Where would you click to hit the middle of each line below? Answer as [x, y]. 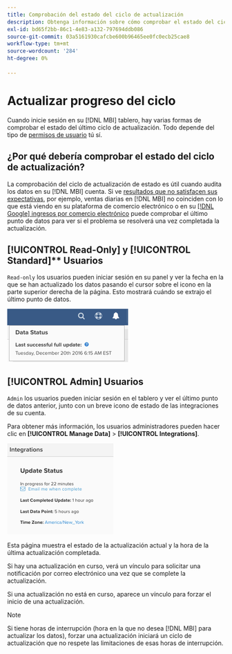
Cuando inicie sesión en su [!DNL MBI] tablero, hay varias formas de [104, 120]
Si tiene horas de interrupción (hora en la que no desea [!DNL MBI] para [109, 628]
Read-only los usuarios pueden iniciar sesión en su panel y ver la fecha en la [116, 278]
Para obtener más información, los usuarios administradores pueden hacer [114, 426]
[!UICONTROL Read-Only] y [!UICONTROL [99, 249]
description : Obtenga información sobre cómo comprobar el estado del [111, 22]
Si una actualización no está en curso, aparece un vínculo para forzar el [109, 594]
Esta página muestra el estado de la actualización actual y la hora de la [108, 545]
